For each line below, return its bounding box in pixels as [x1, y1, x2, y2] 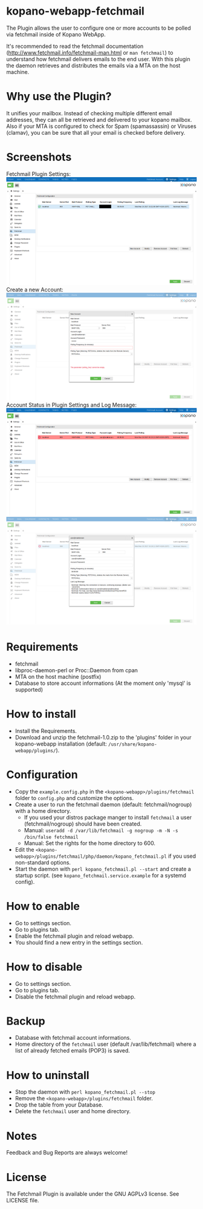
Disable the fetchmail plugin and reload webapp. [14, 993, 136, 1000]
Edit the [14, 846, 34, 853]
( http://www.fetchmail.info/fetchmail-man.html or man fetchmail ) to [6, 49, 173, 56]
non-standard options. [14, 858, 71, 866]
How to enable [6, 899, 80, 913]
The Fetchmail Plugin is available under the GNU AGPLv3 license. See [6, 1190, 179, 1197]
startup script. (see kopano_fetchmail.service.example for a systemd [14, 872, 186, 879]
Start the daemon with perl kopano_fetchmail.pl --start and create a [14, 865, 192, 872]
